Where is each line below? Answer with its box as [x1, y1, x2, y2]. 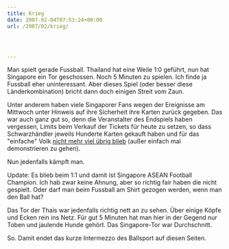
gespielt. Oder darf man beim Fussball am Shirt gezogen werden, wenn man [7, 186, 222, 194]
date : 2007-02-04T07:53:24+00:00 [7, 16, 103, 23]
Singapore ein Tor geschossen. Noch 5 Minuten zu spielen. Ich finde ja [7, 73, 207, 81]
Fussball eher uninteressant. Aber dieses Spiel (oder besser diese [7, 80, 193, 88]
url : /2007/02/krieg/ [7, 23, 69, 29]
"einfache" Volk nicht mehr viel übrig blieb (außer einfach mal [7, 137, 181, 145]
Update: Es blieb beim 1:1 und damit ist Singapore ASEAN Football [7, 171, 193, 179]
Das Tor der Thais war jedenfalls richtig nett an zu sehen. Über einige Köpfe [7, 206, 221, 215]
